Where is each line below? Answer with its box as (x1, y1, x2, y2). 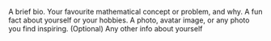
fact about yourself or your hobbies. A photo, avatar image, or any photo (8, 15, 250, 25)
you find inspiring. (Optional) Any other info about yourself (8, 24, 203, 33)
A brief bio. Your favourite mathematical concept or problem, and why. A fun (8, 7, 263, 16)
